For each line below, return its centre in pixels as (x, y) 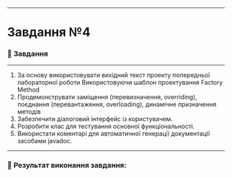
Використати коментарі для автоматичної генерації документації (114, 134)
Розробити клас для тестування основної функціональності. (106, 126)
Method (28, 90)
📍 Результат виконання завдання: (67, 165)
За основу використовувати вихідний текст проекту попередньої (114, 75)
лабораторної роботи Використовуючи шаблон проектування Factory (120, 83)
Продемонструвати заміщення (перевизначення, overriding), (107, 97)
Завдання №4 (49, 32)
